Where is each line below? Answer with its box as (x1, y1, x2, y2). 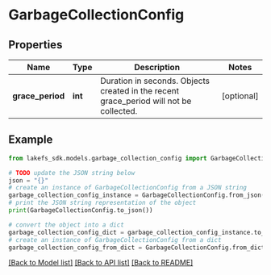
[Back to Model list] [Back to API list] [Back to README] (8, 258, 194, 268)
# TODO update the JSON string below (8, 169, 135, 177)
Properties (8, 38, 63, 52)
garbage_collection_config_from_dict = (8, 244, 143, 252)
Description (134, 62, 180, 73)
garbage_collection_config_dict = (8, 228, 125, 236)
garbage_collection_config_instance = (8, 191, 139, 199)
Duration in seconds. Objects (100, 75, 210, 86)
